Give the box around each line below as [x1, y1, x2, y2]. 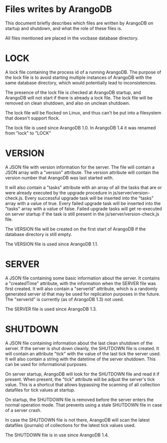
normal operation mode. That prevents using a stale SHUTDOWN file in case [5, 401, 162, 408]
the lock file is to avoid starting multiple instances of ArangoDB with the [5, 74, 152, 80]
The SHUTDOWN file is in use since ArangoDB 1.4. [5, 431, 109, 438]
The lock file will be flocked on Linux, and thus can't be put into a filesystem [5, 109, 162, 115]
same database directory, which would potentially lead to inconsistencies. [5, 79, 157, 85]
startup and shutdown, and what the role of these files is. [5, 25, 123, 31]
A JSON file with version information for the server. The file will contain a [5, 164, 155, 170]
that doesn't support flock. [5, 115, 60, 121]
